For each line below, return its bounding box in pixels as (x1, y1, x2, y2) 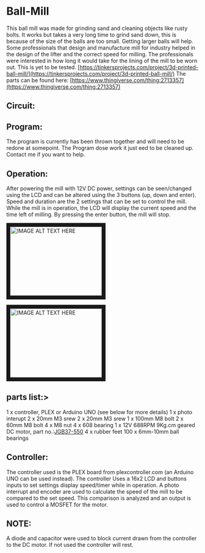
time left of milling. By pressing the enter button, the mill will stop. (6, 210, 171, 218)
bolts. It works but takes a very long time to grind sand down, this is (6, 31, 177, 38)
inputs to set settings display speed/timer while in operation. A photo (6, 481, 179, 489)
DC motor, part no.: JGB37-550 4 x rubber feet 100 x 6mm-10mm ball (6, 428, 179, 435)
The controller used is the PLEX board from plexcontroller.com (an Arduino (6, 468, 194, 475)
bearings (6, 434, 29, 442)
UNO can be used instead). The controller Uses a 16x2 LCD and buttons (6, 475, 187, 482)
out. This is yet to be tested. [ (6, 63, 80, 71)
